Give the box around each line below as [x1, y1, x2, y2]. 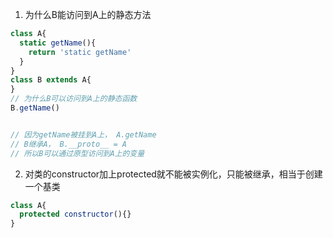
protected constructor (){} [19, 209, 132, 220]
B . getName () [10, 103, 60, 113]
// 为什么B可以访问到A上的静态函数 [10, 94, 138, 104]
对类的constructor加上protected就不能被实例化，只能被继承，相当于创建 [24, 168, 323, 180]
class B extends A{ [10, 75, 92, 85]
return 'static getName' [28, 47, 132, 57]
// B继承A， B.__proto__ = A [10, 139, 128, 149]
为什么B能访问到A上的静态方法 [24, 9, 152, 20]
